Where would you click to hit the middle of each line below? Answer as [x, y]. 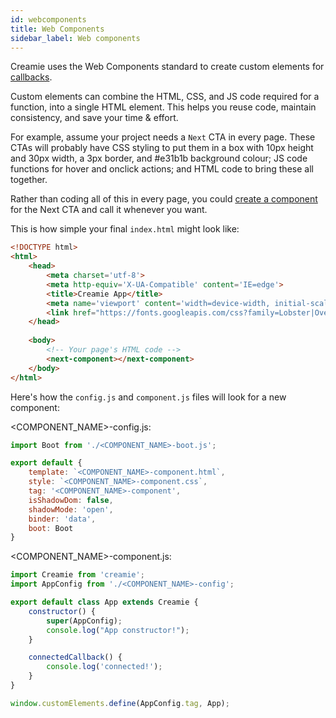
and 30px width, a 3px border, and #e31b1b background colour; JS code [159, 158]
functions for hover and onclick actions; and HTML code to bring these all [162, 169]
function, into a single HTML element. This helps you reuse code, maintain [163, 107]
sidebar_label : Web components [75, 38]
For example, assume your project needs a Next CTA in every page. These [163, 137]
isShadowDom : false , [71, 500]
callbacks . [31, 77]
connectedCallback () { [75, 657]
